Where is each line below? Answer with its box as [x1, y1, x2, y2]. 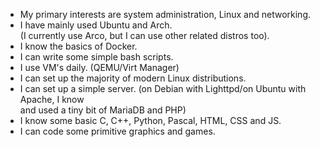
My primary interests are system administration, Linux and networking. [19, 9, 311, 20]
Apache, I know [19, 94, 85, 105]
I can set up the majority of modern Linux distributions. [19, 72, 247, 84]
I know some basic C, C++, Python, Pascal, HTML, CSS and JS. [19, 115, 282, 126]
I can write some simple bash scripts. [19, 51, 174, 63]
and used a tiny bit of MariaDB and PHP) [19, 104, 187, 116]
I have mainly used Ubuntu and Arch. [19, 19, 173, 31]
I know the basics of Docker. [19, 40, 138, 52]
